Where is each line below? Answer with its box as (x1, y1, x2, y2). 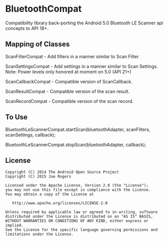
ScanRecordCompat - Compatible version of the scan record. (5, 98, 133, 104)
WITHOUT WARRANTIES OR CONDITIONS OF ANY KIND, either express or (5, 219, 149, 224)
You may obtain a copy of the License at (5, 192, 94, 197)
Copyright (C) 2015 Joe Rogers (5, 174, 72, 179)
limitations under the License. (5, 232, 74, 237)
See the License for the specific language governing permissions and (5, 227, 158, 232)
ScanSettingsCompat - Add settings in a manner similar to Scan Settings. (5, 63, 158, 69)
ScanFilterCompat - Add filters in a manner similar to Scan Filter (5, 53, 139, 59)
